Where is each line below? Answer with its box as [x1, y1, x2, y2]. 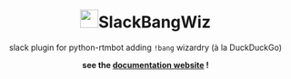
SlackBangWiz [98, 12, 211, 33]
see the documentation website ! [82, 59, 209, 70]
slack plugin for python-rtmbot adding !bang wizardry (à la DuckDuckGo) [9, 42, 282, 53]
